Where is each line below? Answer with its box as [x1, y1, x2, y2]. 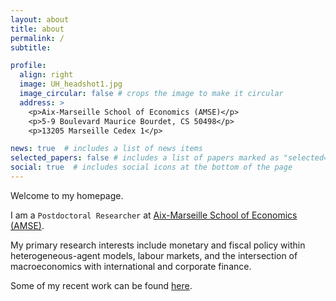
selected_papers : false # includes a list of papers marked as [10, 153, 280, 163]
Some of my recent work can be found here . [10, 279, 193, 291]
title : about [10, 24, 65, 34]
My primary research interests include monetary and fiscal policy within [10, 239, 306, 251]
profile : [10, 61, 47, 71]
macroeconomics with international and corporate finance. [10, 260, 252, 272]
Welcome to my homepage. [10, 189, 124, 201]
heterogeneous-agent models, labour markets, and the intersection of [10, 249, 298, 261]
